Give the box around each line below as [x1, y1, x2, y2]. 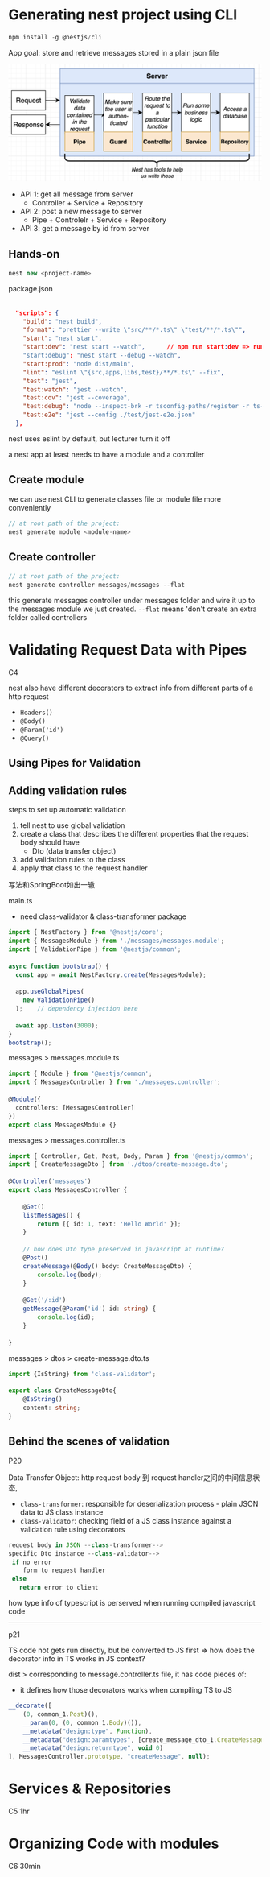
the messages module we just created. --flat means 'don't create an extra [8, 604, 257, 614]
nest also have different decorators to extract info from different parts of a [8, 683, 254, 693]
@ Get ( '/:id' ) [22, 1296, 67, 1304]
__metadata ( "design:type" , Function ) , [22, 1727, 153, 1735]
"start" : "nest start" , [22, 334, 103, 343]
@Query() [19, 734, 50, 742]
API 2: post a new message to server [19, 207, 142, 217]
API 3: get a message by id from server [19, 224, 150, 234]
